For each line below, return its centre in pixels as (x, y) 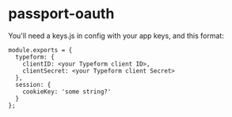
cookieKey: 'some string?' (67, 92)
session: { (33, 85)
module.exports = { (40, 50)
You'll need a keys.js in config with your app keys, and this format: (116, 36)
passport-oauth (61, 14)
